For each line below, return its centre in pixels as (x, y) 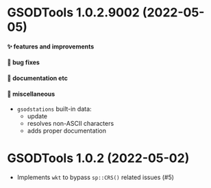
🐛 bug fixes (23, 62)
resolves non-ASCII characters (71, 124)
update (37, 116)
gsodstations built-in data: (54, 109)
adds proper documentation (66, 131)
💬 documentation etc (38, 78)
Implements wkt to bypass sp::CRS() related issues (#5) (96, 177)
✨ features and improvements (51, 46)
